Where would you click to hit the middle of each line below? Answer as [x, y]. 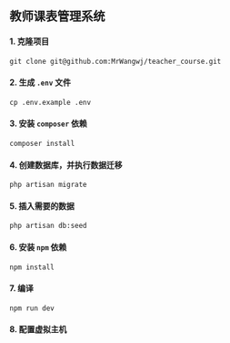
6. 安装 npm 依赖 [38, 247]
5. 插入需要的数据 [42, 206]
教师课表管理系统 [57, 16]
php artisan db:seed [49, 226]
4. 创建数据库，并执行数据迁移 [66, 165]
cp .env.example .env [50, 102]
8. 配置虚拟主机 [38, 329]
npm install [32, 267]
